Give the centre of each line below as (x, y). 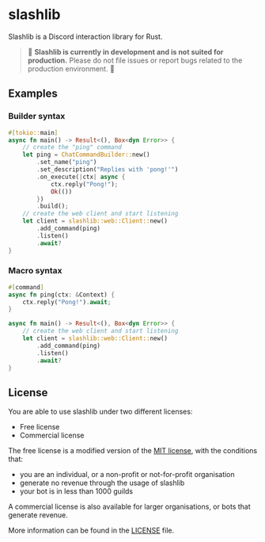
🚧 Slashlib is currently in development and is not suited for (125, 52)
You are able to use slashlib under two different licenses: (100, 412)
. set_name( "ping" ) (67, 162)
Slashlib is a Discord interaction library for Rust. (85, 36)
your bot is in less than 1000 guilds (76, 491)
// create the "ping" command (72, 147)
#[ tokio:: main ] (33, 132)
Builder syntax (37, 116)
